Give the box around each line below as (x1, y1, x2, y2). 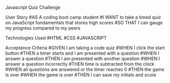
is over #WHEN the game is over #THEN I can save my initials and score (5, 72, 157, 78)
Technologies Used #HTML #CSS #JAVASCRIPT (5, 35, 107, 41)
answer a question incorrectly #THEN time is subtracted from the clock (5, 61, 155, 67)
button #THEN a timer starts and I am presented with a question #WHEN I (5, 50, 159, 56)
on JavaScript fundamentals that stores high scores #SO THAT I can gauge (5, 20, 163, 25)
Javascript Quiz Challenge (5, 5, 61, 10)
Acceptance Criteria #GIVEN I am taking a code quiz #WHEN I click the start (5, 45, 165, 50)
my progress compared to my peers (5, 25, 80, 31)
